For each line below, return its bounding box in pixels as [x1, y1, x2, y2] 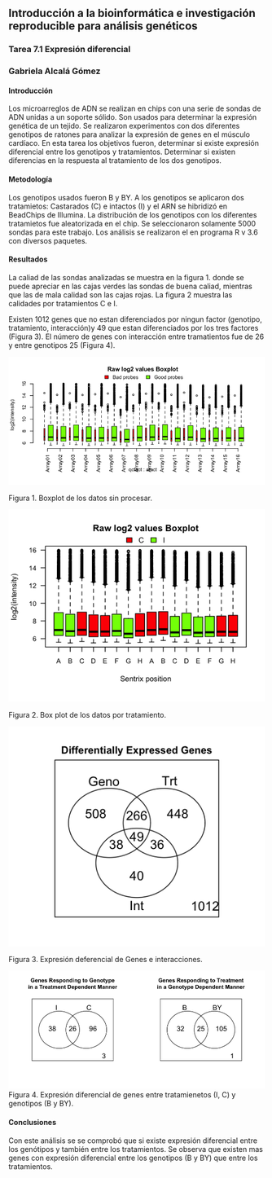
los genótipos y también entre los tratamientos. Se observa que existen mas [8, 1144, 263, 1154]
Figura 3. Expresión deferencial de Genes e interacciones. [8, 954, 204, 964]
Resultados [8, 254, 48, 264]
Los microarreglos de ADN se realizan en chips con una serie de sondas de [8, 103, 261, 113]
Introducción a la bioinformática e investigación [8, 7, 256, 20]
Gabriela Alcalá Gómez [8, 65, 101, 77]
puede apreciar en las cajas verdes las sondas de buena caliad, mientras [8, 281, 252, 291]
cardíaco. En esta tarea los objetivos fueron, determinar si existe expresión [8, 138, 259, 148]
